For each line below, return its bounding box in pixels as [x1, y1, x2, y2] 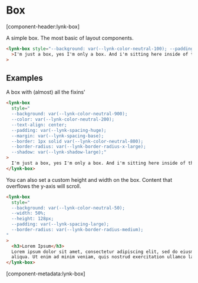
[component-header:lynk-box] [6, 23, 80, 30]
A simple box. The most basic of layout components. [6, 34, 134, 41]
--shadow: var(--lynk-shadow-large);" [11, 149, 107, 155]
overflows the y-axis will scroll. [6, 182, 81, 189]
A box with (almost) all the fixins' [6, 89, 85, 96]
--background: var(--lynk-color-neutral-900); [11, 111, 128, 117]
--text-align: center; [11, 122, 67, 128]
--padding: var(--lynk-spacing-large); [11, 221, 110, 227]
